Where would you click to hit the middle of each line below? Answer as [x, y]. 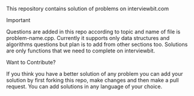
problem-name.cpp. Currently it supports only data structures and [88, 38]
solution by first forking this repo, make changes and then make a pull [92, 80]
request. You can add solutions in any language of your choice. [84, 86]
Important [18, 20]
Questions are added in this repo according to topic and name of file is [93, 32]
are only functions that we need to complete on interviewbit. [80, 51]
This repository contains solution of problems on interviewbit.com [88, 9]
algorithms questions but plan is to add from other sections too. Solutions [97, 44]
